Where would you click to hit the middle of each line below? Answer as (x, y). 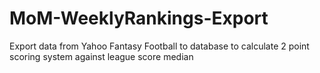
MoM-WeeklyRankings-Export (139, 18)
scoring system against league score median (101, 56)
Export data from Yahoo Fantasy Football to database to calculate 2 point (159, 46)
